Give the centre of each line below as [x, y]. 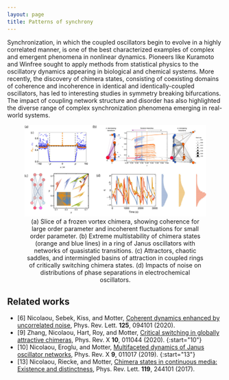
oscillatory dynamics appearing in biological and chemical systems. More [111, 71]
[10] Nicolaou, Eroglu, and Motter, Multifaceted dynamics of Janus [110, 347]
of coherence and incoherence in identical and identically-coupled [101, 86]
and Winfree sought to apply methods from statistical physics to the [103, 64]
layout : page [26, 14]
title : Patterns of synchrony [50, 22]
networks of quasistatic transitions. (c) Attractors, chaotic [115, 251]
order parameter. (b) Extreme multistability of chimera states [115, 236]
